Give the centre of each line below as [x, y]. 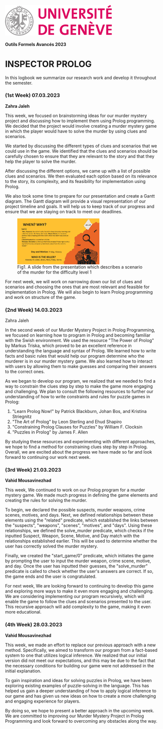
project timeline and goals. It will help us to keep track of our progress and [80, 206]
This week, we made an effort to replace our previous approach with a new [81, 645]
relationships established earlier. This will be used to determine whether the [81, 541]
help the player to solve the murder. [41, 161]
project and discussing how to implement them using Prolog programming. [80, 121]
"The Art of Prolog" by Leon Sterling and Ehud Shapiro [67, 422]
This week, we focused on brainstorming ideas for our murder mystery [76, 115]
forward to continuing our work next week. [48, 457]
